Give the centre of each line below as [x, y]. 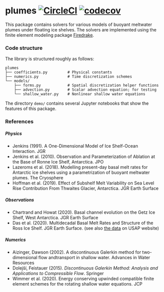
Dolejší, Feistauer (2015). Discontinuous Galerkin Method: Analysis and [85, 268]
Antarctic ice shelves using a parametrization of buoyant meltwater [81, 172]
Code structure [24, 48]
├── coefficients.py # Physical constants [59, 72]
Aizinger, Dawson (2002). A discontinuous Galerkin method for [77, 252]
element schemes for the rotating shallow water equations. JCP [77, 284]
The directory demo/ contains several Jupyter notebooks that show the [77, 103]
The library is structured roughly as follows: [50, 59]
